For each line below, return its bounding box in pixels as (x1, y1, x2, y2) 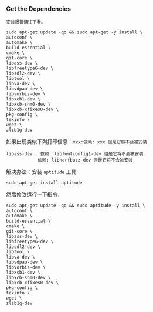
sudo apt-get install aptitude (6, 180, 83, 186)
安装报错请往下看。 (6, 19, 46, 25)
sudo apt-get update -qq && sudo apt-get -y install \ (6, 29, 143, 35)
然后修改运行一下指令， (6, 191, 63, 198)
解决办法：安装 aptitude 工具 (6, 168, 77, 175)
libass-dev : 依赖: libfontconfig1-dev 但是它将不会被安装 (6, 151, 144, 157)
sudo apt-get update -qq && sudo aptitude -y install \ (6, 203, 145, 209)
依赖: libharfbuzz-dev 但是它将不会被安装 (37, 157, 133, 163)
